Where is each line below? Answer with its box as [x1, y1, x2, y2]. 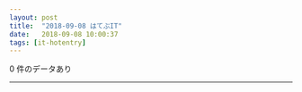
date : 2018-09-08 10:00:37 [9, 29, 119, 38]
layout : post [9, 13, 58, 22]
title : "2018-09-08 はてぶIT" [9, 21, 123, 30]
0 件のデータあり [9, 63, 72, 74]
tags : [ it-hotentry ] [9, 38, 87, 47]
